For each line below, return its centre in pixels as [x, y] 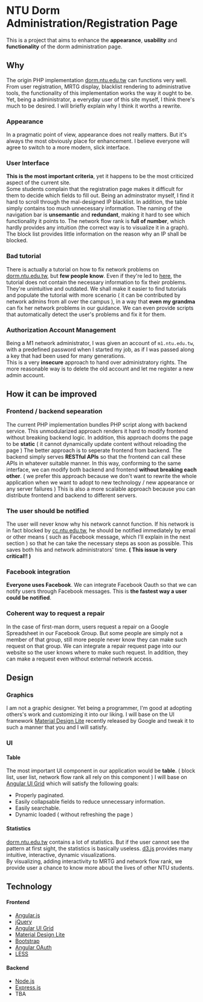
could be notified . [29, 598]
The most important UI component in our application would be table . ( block [101, 771]
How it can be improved [52, 394]
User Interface [28, 163]
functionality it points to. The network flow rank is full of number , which [96, 221]
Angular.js [27, 916]
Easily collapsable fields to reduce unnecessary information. [90, 802]
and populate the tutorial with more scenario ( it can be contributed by [94, 295]
